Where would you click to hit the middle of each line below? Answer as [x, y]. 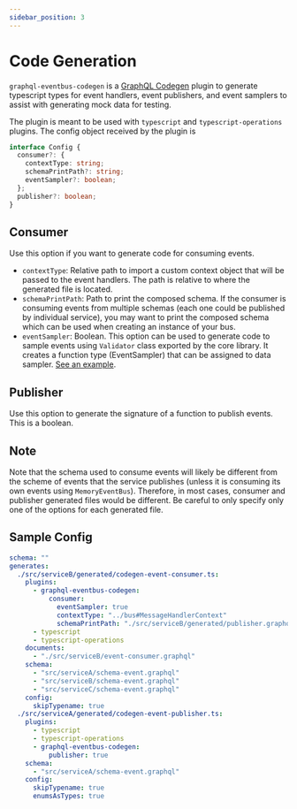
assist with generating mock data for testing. [91, 104]
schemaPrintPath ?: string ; [75, 172]
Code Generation [73, 61]
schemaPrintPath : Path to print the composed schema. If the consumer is [154, 299]
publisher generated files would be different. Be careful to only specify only [147, 500]
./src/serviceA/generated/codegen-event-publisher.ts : [120, 714]
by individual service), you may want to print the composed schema [145, 317]
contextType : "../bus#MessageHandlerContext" [141, 615]
